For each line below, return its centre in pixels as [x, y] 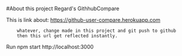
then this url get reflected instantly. [67, 36]
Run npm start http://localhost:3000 [50, 47]
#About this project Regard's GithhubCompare [63, 9]
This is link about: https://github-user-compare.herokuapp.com [83, 20]
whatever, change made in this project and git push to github [97, 31]
